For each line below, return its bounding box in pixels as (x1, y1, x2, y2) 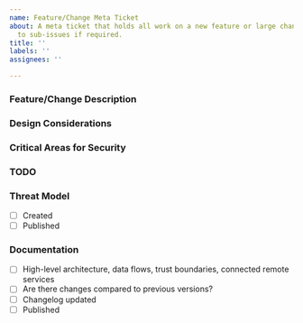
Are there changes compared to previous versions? (22, 283, 214, 294)
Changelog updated (22, 294, 96, 305)
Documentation (9, 244, 79, 256)
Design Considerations (9, 116, 113, 129)
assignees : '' (9, 55, 63, 64)
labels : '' (9, 47, 50, 56)
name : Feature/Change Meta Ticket (9, 13, 140, 23)
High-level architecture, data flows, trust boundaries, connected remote (22, 263, 289, 275)
